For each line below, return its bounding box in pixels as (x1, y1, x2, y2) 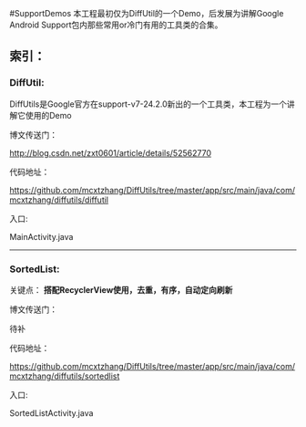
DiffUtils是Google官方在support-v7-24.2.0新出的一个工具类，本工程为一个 (9, 99, 288, 109)
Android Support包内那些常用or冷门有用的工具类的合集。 (9, 19, 223, 30)
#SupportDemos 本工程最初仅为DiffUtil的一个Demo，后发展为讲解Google (9, 8, 284, 18)
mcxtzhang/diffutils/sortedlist (9, 370, 120, 381)
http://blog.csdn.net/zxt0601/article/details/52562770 (9, 147, 212, 158)
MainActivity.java (9, 231, 74, 242)
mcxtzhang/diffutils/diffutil (9, 194, 109, 205)
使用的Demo (25, 109, 72, 120)
